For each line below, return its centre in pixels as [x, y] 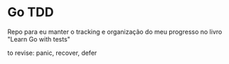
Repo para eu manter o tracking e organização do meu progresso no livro [115, 32]
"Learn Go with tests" [39, 39]
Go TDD [31, 12]
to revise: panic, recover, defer [52, 53]
